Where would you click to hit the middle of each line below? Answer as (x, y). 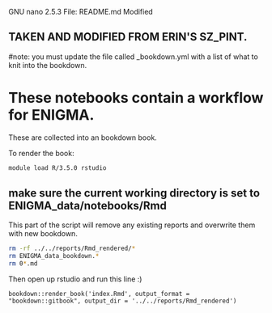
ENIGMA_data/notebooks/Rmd (88, 206)
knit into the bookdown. (48, 65)
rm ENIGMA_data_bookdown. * (54, 256)
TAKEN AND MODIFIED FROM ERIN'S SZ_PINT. (128, 37)
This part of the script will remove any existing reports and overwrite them (132, 225)
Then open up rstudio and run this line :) (75, 279)
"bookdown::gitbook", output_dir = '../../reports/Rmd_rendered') (123, 301)
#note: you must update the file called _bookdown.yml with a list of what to (134, 57)
